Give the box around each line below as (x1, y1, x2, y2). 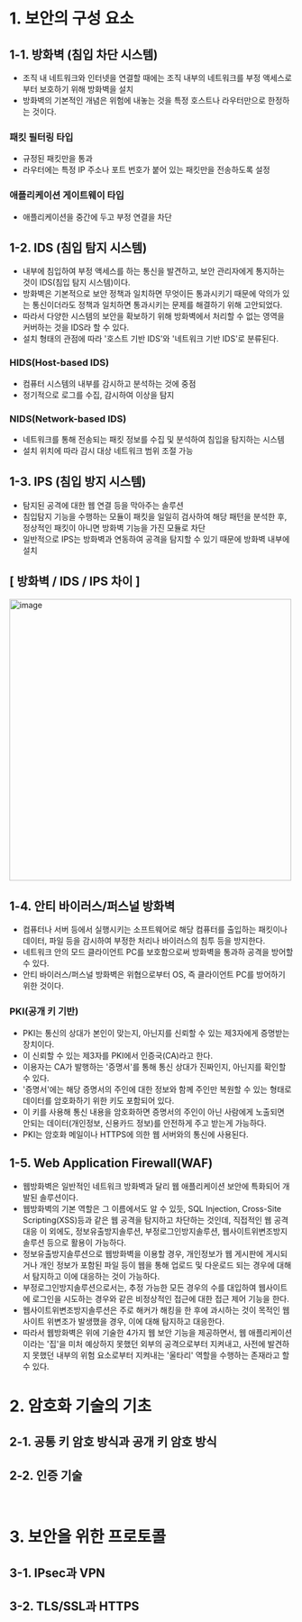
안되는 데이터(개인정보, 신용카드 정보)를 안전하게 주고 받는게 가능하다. (22, 1117, 268, 1128)
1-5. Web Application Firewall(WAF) (9, 1155, 214, 1171)
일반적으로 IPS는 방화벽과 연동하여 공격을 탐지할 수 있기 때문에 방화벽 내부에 (22, 533, 290, 544)
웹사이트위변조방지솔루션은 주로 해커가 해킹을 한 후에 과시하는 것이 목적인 (22, 1304, 281, 1316)
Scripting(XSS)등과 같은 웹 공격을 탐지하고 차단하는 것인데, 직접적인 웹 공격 (22, 1214, 288, 1226)
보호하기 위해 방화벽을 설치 (39, 84, 133, 95)
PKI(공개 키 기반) (9, 1006, 79, 1018)
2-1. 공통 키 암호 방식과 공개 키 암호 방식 (9, 1435, 218, 1450)
